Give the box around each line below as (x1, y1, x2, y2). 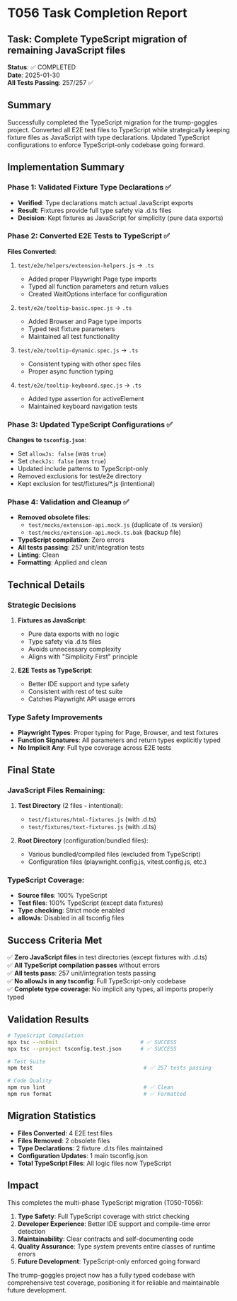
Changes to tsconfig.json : (7, 436, 87, 444)
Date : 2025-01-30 (7, 71, 60, 79)
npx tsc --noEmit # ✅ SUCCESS (7, 1039, 177, 1046)
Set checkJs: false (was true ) (17, 457, 107, 466)
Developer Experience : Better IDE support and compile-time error (17, 1219, 211, 1228)
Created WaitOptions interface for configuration (28, 289, 168, 298)
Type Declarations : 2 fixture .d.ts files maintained (17, 1144, 163, 1152)
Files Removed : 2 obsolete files (17, 1136, 110, 1145)
